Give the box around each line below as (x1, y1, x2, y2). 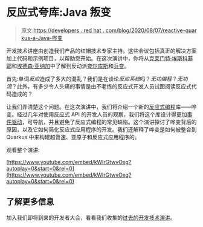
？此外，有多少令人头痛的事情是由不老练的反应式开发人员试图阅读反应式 (11, 82, 192, 90)
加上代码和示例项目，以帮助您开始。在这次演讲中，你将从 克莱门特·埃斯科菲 (6, 54, 193, 62)
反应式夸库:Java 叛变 (6, 5, 111, 19)
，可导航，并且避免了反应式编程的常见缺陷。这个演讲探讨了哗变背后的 (22, 118, 197, 125)
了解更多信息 (6, 197, 54, 207)
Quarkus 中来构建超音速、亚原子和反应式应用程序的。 (6, 133, 140, 140)
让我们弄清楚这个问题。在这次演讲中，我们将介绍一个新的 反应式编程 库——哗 (6, 103, 197, 110)
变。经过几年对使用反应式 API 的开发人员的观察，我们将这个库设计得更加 (6, 110, 187, 118)
